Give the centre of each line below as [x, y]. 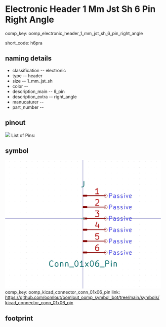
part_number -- [28, 107]
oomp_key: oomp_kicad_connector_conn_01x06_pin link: [62, 292]
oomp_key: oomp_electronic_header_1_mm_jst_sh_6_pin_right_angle [74, 33]
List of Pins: [23, 135]
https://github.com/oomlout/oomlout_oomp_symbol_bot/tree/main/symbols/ [82, 297]
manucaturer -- [28, 102]
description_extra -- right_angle [44, 96]
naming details [28, 59]
